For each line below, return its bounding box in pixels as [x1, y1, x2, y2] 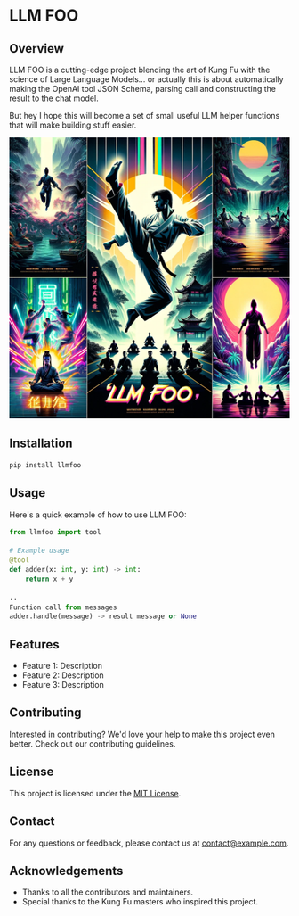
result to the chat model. [9, 93, 100, 103]
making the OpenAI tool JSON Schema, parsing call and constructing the [9, 84, 277, 94]
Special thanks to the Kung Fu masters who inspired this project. [21, 896, 259, 907]
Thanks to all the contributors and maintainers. [21, 887, 194, 897]
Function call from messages [9, 603, 117, 612]
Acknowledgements [9, 862, 124, 879]
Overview [9, 41, 65, 56]
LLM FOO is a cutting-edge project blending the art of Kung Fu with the [9, 64, 271, 75]
